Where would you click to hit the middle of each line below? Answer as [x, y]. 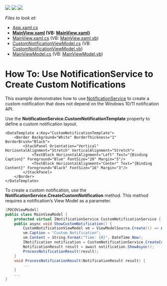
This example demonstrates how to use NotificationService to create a [77, 98]
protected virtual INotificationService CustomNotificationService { [88, 219]
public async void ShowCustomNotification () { [63, 224]
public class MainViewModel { [37, 214]
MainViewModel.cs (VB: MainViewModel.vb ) [58, 54]
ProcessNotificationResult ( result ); [61, 251]
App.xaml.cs [25, 28]
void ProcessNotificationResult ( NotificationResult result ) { [80, 261]
